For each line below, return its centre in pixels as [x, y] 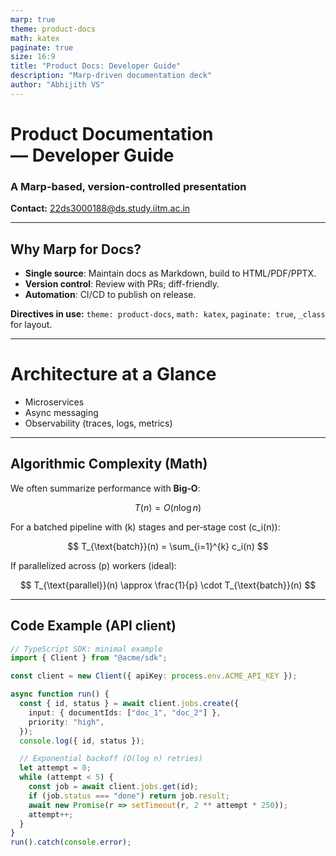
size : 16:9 [33, 57]
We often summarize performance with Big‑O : [105, 488]
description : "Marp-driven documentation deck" [111, 76]
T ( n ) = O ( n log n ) [168, 507]
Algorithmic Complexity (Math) [109, 464]
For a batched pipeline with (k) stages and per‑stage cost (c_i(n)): [145, 527]
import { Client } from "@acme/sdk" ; [89, 658]
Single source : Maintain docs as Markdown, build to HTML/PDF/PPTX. [170, 273]
